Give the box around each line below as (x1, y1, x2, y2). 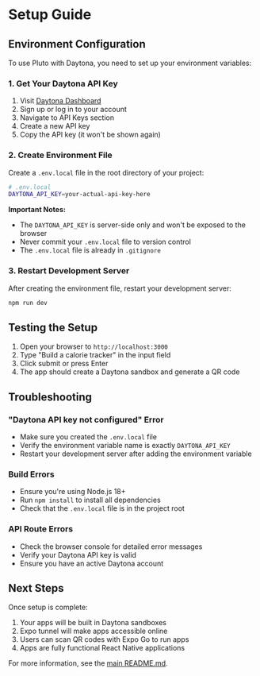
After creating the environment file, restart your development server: (8, 284, 232, 293)
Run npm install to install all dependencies (19, 495, 161, 505)
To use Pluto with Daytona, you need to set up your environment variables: (8, 58, 252, 68)
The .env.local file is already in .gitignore (19, 245, 161, 255)
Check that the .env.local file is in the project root (19, 504, 185, 513)
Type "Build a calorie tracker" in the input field (19, 350, 171, 360)
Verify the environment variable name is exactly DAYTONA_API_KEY (19, 441, 231, 450)
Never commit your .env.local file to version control (19, 237, 192, 247)
